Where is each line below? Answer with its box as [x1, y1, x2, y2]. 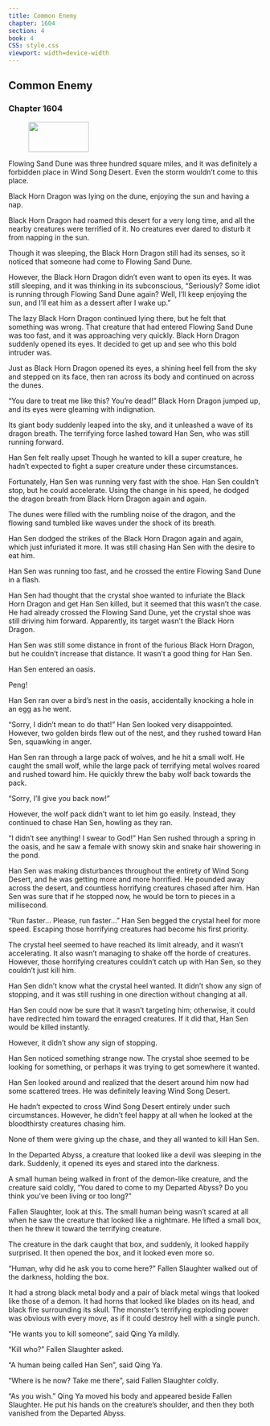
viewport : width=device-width [8, 49, 110, 57]
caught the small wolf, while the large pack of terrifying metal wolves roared [8, 761, 260, 771]
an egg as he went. [8, 704, 72, 713]
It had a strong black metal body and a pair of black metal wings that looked [8, 1288, 260, 1297]
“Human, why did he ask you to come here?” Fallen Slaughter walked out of [8, 1264, 259, 1273]
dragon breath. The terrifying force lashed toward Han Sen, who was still [8, 428, 250, 438]
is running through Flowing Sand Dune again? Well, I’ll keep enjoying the [8, 289, 247, 298]
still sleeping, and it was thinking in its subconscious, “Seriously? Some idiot [8, 281, 260, 290]
